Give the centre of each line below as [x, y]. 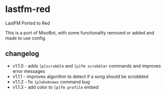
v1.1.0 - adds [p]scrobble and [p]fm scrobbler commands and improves [86, 65]
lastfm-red [28, 9]
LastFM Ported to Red [27, 23]
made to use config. [26, 38]
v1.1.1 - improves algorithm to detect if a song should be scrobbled [80, 76]
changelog [22, 54]
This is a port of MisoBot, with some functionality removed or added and [80, 32]
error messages [29, 71]
